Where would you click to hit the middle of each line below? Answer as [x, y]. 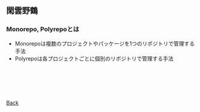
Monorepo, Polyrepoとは [43, 29]
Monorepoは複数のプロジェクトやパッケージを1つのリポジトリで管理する [105, 43]
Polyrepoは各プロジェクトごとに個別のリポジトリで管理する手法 [94, 58]
